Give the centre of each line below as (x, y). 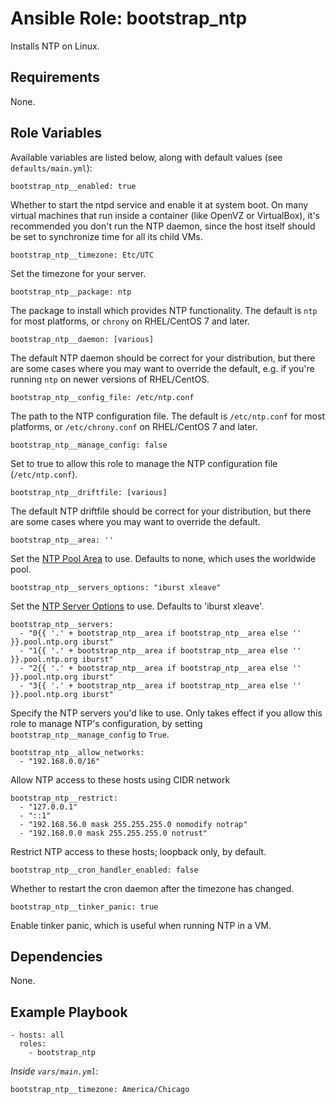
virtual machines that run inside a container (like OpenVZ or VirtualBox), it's (165, 215)
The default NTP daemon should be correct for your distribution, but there (163, 358)
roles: (33, 1044)
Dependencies (56, 956)
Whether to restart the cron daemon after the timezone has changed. (152, 888)
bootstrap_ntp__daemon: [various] (82, 339)
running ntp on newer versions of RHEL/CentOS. (110, 379)
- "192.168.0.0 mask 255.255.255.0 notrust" (113, 833)
